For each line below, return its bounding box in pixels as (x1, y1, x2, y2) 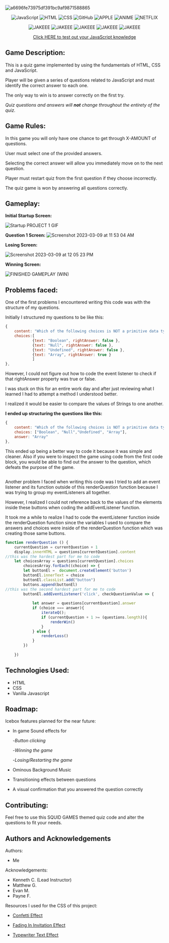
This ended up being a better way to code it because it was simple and (5, 448, 152, 454)
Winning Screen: (5, 262, 41, 268)
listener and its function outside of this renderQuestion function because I (5, 484, 158, 490)
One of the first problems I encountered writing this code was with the (5, 299, 151, 305)
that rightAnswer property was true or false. (5, 376, 97, 382)
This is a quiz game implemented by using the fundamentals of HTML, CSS (5, 62, 161, 68)
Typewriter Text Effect (12, 932, 59, 938)
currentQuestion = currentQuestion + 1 (14, 544, 98, 549)
